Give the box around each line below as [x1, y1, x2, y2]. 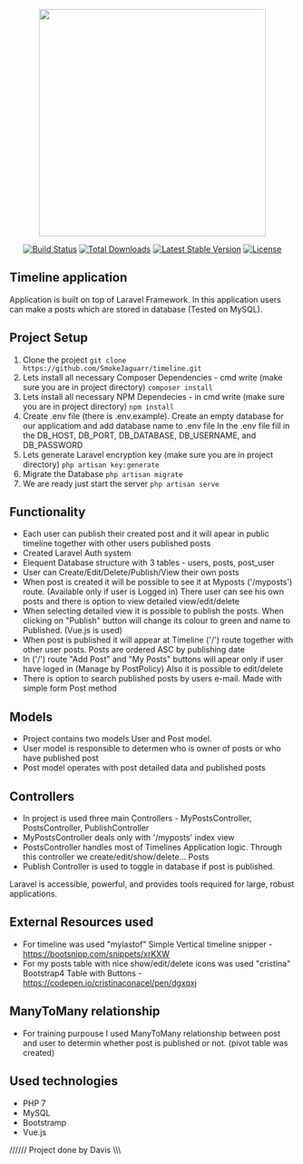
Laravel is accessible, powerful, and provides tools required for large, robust [9, 879, 295, 890]
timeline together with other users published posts [22, 538, 211, 549]
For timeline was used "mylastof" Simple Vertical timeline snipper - [22, 939, 273, 950]
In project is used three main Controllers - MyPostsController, [22, 813, 252, 824]
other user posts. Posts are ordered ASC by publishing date [22, 644, 245, 655]
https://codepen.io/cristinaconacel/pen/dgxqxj [22, 977, 197, 988]
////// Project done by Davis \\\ [9, 1144, 122, 1155]
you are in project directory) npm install [22, 401, 174, 412]
